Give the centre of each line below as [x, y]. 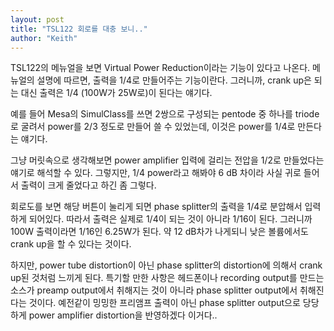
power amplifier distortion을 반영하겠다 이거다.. [123, 315]
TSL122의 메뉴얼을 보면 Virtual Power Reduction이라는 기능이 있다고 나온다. [160, 68]
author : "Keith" [44, 38]
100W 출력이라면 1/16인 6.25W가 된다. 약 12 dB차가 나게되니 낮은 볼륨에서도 [159, 232]
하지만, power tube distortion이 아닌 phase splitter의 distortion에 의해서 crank [166, 265]
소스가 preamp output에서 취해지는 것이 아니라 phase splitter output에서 [154, 290]
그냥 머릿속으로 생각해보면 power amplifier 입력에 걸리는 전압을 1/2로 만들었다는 [167, 160]
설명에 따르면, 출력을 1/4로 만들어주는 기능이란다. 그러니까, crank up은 [174, 80]
